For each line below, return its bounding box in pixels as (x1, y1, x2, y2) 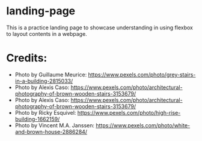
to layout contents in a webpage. (6, 30, 87, 37)
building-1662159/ (14, 115, 60, 122)
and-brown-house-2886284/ (14, 128, 88, 135)
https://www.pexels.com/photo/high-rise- (77, 109, 181, 116)
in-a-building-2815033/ (14, 77, 73, 84)
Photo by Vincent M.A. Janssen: (14, 121, 95, 129)
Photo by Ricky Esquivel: (14, 109, 76, 116)
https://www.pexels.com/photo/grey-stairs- (88, 70, 196, 78)
